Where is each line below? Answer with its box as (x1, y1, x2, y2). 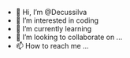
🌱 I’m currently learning (15, 24, 92, 33)
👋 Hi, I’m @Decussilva (15, 8, 87, 16)
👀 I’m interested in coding (15, 16, 99, 25)
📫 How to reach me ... (15, 42, 89, 50)
